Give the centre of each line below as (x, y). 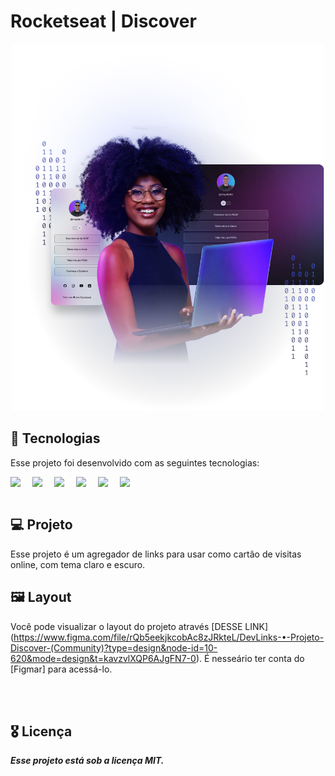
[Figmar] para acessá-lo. (61, 669)
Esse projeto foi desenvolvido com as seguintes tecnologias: (135, 462)
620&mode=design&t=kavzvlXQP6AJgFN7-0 (103, 658)
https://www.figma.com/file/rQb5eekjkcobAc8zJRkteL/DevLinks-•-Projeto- (169, 637)
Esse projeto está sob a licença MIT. (87, 761)
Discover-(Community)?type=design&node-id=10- (114, 647)
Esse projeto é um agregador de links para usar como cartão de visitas (156, 554)
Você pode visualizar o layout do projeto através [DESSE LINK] (139, 626)
